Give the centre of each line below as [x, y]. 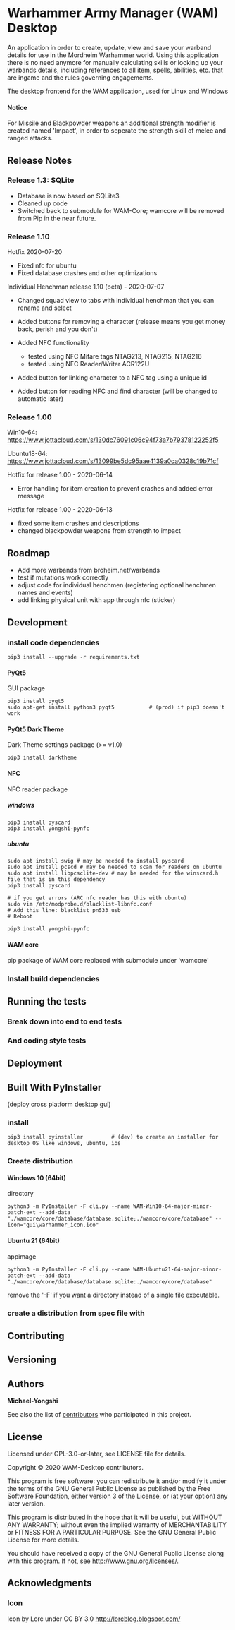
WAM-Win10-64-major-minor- [173, 1206]
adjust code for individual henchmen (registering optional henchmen [117, 585]
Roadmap [29, 553]
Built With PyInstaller [55, 1087]
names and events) [45, 593]
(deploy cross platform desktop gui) [59, 1104]
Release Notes [40, 160]
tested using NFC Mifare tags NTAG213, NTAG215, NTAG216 [115, 356]
